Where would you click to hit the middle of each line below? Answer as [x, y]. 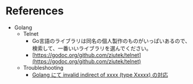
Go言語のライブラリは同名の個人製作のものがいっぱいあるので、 [111, 41]
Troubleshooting [43, 67]
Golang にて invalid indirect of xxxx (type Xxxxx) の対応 [100, 74]
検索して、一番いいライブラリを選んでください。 [92, 48]
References [35, 11]
